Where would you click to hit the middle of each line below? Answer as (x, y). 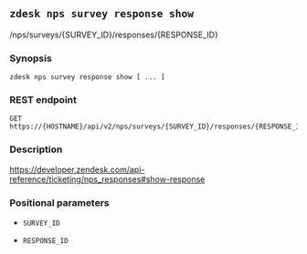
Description (36, 149)
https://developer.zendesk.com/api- (77, 169)
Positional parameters (59, 202)
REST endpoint (43, 100)
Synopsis (31, 58)
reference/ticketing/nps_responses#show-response (107, 179)
